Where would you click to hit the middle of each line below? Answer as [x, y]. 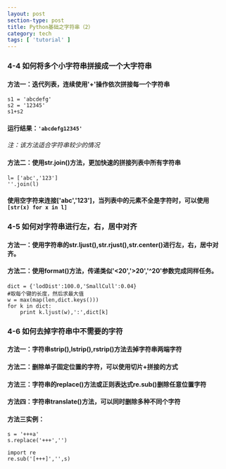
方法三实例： [26, 419]
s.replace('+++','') [38, 441]
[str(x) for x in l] [38, 208]
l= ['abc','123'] [33, 178]
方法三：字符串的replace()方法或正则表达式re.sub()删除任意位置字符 [107, 384]
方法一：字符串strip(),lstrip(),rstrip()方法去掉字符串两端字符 [95, 349]
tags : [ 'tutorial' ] [39, 40]
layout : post [26, 14]
